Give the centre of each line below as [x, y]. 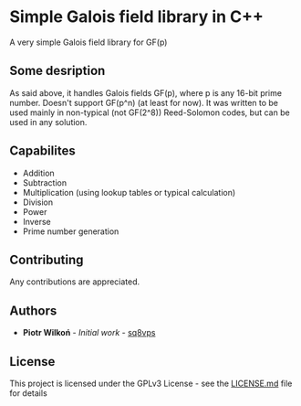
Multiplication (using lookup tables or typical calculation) [129, 192]
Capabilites [42, 151]
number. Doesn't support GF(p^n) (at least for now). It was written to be [144, 102]
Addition [38, 173]
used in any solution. [48, 122]
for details [28, 393]
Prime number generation [71, 231]
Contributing [47, 259]
